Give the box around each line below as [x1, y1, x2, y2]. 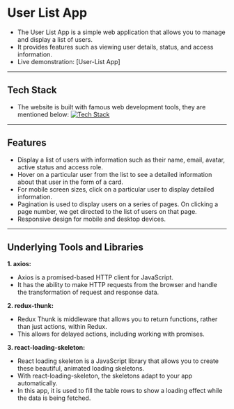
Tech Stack [7, 84, 57, 96]
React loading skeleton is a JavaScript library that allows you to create [17, 357, 219, 365]
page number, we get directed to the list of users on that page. [17, 207, 197, 215]
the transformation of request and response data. [17, 288, 159, 297]
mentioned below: [17, 110, 70, 118]
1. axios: [7, 260, 31, 268]
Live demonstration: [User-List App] [17, 57, 120, 65]
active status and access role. [17, 162, 103, 171]
